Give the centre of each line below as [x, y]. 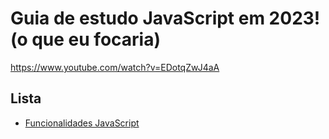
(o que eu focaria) [85, 39]
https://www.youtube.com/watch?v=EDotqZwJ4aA [115, 67]
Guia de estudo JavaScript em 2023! [165, 18]
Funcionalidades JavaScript [82, 123]
